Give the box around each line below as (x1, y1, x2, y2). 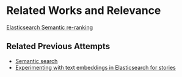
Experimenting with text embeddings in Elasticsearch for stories (15, 64, 176, 71)
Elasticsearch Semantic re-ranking (6, 24, 93, 31)
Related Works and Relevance (6, 4, 161, 18)
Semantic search (15, 57, 58, 64)
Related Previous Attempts (6, 41, 111, 52)
